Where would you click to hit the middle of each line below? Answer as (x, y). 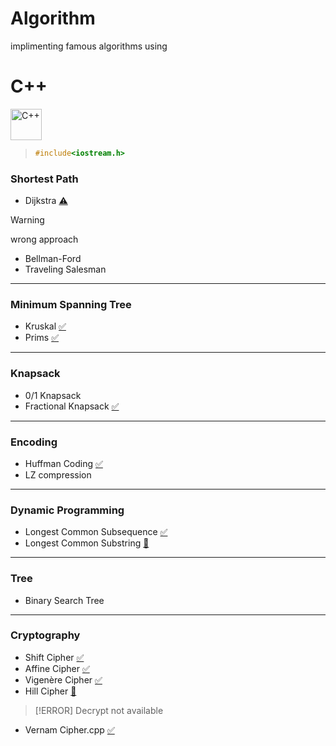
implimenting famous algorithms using (89, 46)
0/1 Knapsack (53, 395)
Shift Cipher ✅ (54, 657)
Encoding (34, 442)
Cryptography (45, 635)
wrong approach (44, 239)
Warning (27, 220)
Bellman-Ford (53, 259)
